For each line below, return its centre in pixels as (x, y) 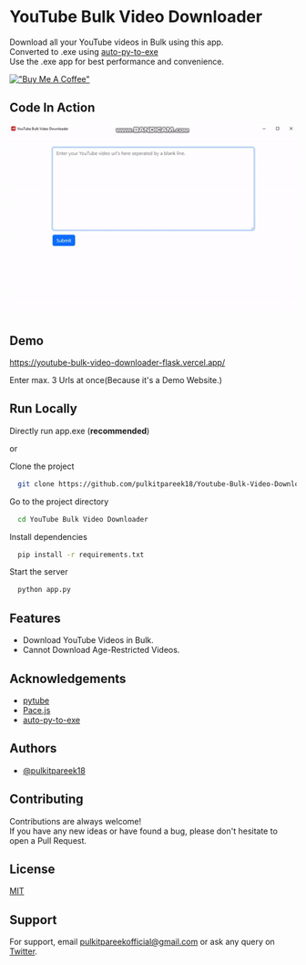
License (32, 869)
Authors (33, 748)
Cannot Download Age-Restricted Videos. (101, 650)
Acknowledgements (68, 678)
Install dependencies (49, 536)
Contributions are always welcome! (76, 821)
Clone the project (42, 466)
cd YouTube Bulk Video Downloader (83, 519)
